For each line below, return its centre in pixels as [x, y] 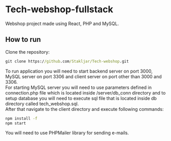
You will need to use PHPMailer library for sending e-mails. [67, 133]
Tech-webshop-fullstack [59, 9]
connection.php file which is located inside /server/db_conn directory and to [86, 92]
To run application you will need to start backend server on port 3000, [79, 71]
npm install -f [21, 119]
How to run [23, 40]
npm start [16, 123]
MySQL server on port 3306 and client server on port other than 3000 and [83, 76]
